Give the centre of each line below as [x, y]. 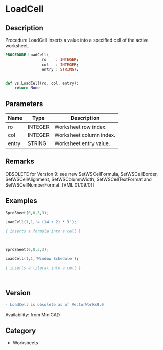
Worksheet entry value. [82, 143]
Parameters [24, 104]
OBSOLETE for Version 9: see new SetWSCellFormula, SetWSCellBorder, [82, 174]
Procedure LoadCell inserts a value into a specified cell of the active [77, 40]
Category [21, 331]
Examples [21, 201]
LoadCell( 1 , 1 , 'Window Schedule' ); [42, 259]
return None [27, 88]
